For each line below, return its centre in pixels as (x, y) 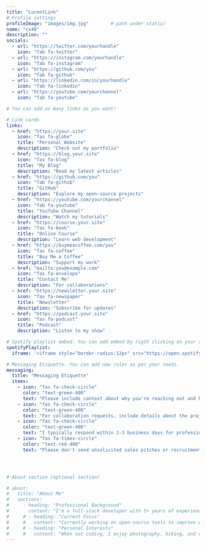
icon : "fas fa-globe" (45, 137)
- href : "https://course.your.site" (59, 222)
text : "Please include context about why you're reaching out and (109, 398)
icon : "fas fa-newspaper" (51, 296)
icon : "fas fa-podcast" (48, 320)
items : (20, 382)
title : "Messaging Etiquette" (50, 376)
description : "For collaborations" (63, 285)
